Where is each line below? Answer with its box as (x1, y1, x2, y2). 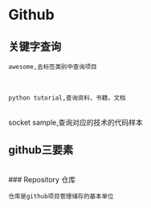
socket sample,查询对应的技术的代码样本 (8, 118, 143, 127)
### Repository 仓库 (8, 174, 76, 184)
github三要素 (8, 143, 74, 157)
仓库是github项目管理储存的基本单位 (8, 192, 114, 200)
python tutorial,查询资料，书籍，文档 (8, 94, 126, 102)
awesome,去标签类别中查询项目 (8, 63, 98, 71)
